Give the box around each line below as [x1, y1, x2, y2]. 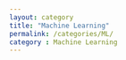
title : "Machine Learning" [9, 21, 110, 30]
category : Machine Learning [9, 37, 118, 47]
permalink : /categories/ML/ [9, 29, 114, 38]
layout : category [9, 12, 74, 22]
